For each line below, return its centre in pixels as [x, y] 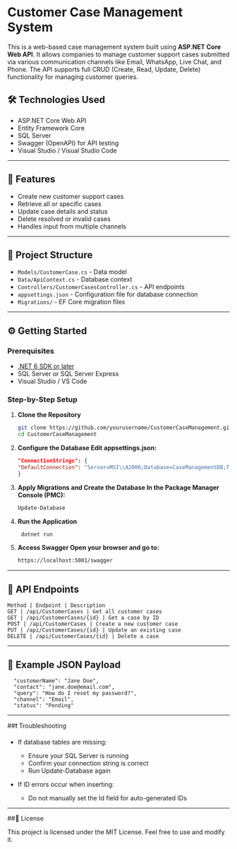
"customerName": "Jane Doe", [56, 681]
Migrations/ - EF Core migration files [71, 302]
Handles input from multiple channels [72, 226]
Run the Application [47, 521]
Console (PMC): [41, 495]
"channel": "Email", [44, 699]
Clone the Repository [49, 415]
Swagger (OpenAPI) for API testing [68, 143]
